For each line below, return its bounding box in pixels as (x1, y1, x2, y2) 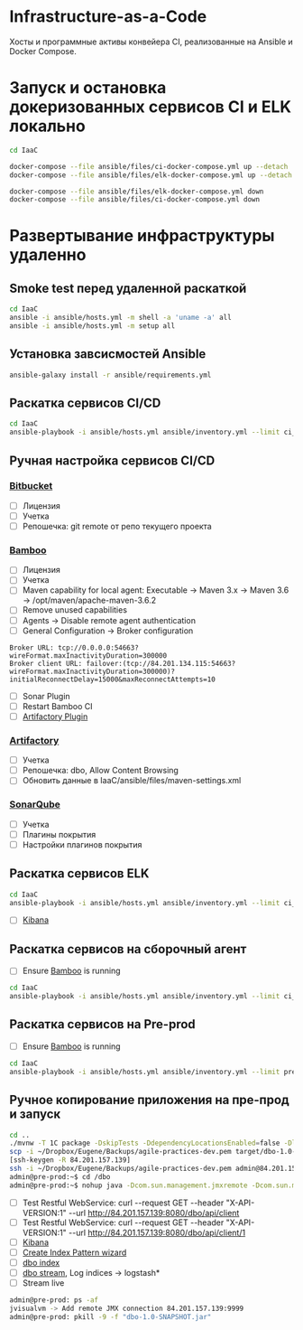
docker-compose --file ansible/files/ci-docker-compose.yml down (9, 195, 260, 204)
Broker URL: (9, 643, 54, 652)
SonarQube (9, 798, 61, 810)
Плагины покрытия (22, 829, 96, 839)
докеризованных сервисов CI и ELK (9, 97, 291, 117)
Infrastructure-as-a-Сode (9, 6, 207, 27)
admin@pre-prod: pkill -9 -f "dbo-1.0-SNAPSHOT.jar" (9, 1312, 212, 1321)
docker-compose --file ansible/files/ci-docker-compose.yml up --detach (9, 162, 289, 171)
